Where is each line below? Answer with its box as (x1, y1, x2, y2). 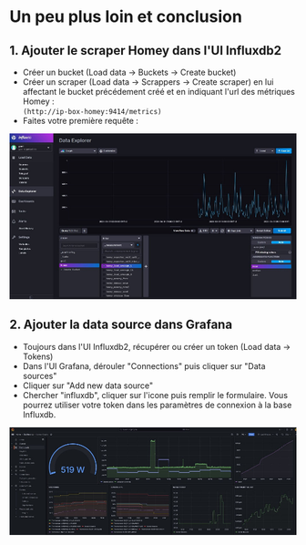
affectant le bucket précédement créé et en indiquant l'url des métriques (22, 87, 296, 97)
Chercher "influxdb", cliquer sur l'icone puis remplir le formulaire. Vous (22, 389, 289, 400)
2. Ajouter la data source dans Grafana (9, 317, 233, 333)
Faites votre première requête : (22, 116, 139, 126)
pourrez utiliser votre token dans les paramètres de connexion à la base (22, 399, 292, 410)
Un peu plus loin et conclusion (9, 6, 243, 27)
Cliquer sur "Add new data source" (22, 380, 154, 391)
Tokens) (22, 351, 54, 362)
